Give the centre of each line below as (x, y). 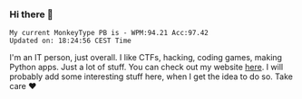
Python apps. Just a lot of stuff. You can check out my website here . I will (146, 67)
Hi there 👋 (32, 14)
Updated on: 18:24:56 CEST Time (70, 41)
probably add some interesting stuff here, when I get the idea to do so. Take (151, 76)
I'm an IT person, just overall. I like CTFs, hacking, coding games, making (146, 58)
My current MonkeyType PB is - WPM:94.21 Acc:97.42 (109, 33)
